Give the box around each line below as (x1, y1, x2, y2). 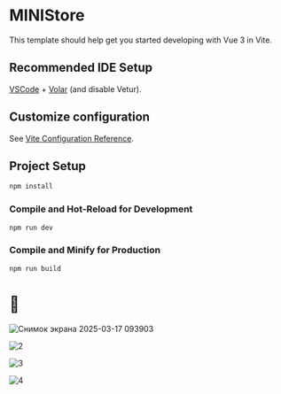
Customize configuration (9, 110, 151, 125)
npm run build (9, 264, 62, 273)
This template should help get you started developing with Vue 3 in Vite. (9, 35, 273, 45)
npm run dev (9, 223, 53, 232)
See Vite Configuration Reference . (9, 133, 135, 143)
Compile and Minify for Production (9, 244, 161, 257)
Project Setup (9, 158, 87, 174)
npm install (9, 182, 53, 191)
